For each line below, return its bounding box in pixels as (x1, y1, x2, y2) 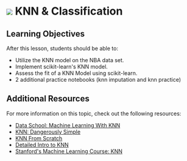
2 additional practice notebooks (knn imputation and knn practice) (15, 76, 182, 83)
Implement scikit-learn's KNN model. (15, 63, 108, 70)
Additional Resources (6, 93, 90, 104)
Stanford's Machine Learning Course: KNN (15, 148, 123, 155)
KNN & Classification (15, 4, 123, 18)
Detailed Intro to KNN (15, 141, 69, 148)
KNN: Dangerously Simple (15, 128, 81, 135)
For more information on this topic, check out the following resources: (6, 110, 182, 117)
